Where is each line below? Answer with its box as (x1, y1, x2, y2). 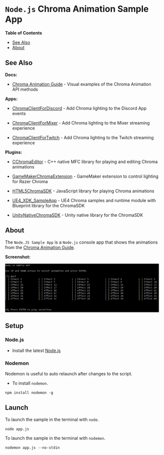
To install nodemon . (12, 380, 48, 386)
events (12, 110, 26, 116)
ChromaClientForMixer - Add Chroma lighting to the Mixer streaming (12, 120, 150, 125)
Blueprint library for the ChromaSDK (12, 203, 85, 208)
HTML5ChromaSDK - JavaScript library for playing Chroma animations (12, 188, 155, 194)
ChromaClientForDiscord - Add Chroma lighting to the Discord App (12, 105, 147, 111)
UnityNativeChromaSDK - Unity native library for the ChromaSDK (12, 212, 143, 218)
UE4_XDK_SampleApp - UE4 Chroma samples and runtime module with (12, 197, 156, 203)
